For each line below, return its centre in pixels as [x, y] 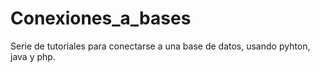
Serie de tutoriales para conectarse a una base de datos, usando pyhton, [160, 46]
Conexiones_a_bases [101, 18]
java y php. [33, 56]
